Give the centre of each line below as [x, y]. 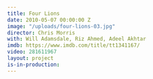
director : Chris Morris [41, 33]
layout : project [30, 58]
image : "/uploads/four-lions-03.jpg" [61, 26]
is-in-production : [33, 65]
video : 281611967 [32, 52]
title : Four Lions [33, 13]
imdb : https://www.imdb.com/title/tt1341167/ [73, 45]
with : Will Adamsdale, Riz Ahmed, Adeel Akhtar [77, 39]
